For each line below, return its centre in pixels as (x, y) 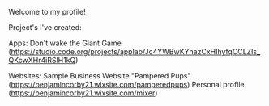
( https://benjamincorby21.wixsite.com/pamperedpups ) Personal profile (126, 85)
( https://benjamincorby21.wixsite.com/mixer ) (83, 93)
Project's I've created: (45, 27)
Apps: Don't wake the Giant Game (65, 43)
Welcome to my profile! (47, 12)
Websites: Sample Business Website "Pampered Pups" (100, 76)
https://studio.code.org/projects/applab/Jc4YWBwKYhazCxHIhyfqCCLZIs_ (136, 51)
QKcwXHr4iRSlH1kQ (42, 60)
